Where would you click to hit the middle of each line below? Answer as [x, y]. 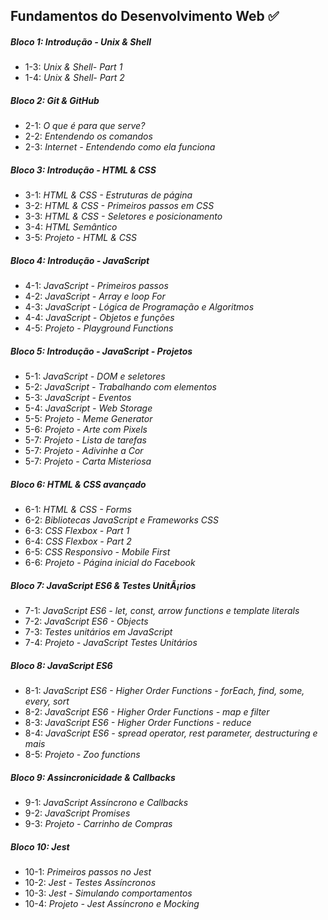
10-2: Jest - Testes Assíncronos [90, 883]
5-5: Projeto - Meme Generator [88, 419]
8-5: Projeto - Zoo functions [82, 755]
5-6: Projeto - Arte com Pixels [86, 430]
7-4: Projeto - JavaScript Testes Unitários [111, 643]
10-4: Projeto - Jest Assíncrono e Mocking [112, 904]
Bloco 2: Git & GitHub [55, 100]
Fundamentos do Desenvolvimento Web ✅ [145, 16]
